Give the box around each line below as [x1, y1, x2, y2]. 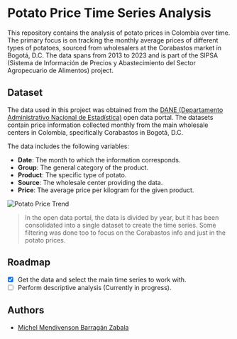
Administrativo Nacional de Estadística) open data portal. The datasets [7, 113, 214, 121]
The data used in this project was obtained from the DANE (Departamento [7, 105, 224, 114]
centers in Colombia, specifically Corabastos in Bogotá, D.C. [7, 128, 184, 136]
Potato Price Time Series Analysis [7, 5, 211, 21]
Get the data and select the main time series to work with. [17, 275, 187, 284]
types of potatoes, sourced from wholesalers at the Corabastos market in [7, 43, 222, 52]
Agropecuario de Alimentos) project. [7, 66, 114, 74]
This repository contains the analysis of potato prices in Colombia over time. [7, 28, 231, 37]
